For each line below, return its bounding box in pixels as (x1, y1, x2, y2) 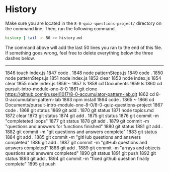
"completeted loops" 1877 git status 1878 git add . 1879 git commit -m (5, 118, 149, 124)
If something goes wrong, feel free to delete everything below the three (5, 49, 153, 56)
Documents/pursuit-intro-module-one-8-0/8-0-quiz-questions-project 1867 (5, 102, 163, 108)
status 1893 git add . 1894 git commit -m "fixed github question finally (5, 155, 150, 161)
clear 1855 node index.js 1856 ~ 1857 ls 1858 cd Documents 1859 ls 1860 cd (5, 80, 162, 86)
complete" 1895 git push (5, 160, 56, 167)
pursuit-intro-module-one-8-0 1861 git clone (5, 86, 98, 92)
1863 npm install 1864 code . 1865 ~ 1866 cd (62, 96, 154, 102)
